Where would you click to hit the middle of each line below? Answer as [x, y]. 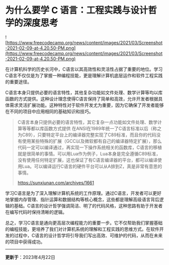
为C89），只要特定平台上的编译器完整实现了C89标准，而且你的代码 [87, 135]
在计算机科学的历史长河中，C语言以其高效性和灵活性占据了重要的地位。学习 [84, 69]
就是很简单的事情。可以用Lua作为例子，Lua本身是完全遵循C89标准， [89, 153]
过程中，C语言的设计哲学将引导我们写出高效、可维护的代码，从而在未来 [88, 235]
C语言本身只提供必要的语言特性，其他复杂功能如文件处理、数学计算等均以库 [84, 92]
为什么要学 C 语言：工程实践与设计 [77, 10]
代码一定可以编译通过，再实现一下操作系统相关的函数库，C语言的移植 [90, 147]
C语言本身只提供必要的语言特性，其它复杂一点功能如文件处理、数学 [88, 122]
